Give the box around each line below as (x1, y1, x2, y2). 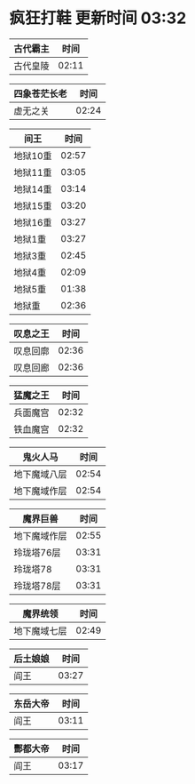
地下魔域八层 (13, 468, 68, 480)
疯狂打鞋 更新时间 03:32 (9, 8, 187, 28)
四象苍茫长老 (13, 87, 68, 100)
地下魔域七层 (13, 624, 68, 636)
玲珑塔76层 (13, 546, 61, 558)
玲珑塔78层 (13, 580, 61, 592)
